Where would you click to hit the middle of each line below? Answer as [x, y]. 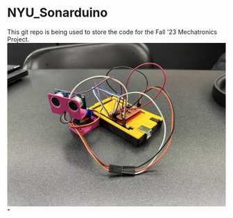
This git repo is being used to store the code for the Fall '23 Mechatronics [112, 32]
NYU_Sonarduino [58, 13]
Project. [18, 39]
